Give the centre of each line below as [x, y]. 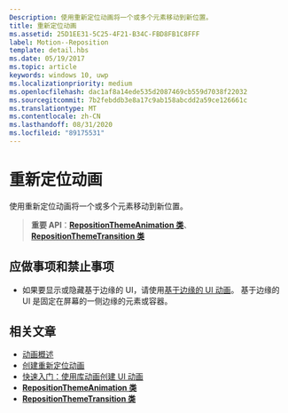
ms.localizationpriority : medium [71, 83]
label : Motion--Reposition [59, 42]
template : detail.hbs [49, 51]
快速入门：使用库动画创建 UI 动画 [82, 377]
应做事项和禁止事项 [62, 267]
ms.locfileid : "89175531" [57, 133]
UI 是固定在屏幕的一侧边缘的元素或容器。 [97, 301]
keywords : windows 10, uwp [59, 75]
